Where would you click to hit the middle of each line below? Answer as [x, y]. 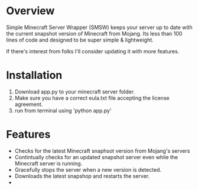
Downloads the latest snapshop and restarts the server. [82, 176]
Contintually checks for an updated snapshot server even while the [96, 157]
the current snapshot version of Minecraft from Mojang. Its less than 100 [94, 33]
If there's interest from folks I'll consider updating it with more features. [93, 51]
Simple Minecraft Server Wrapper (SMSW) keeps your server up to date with [99, 27]
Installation [34, 75]
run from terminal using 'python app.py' [63, 110]
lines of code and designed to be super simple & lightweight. [80, 40]
